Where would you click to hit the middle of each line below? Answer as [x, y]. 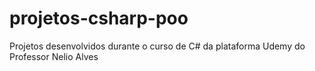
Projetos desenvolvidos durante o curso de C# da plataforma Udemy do [157, 46]
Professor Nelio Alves [54, 56]
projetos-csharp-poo [99, 18]
